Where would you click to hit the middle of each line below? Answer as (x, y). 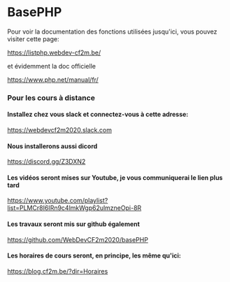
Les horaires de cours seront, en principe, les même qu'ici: (94, 255)
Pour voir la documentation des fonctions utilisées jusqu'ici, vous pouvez (113, 31)
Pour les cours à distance (51, 97)
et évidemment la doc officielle (52, 66)
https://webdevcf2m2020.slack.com (59, 130)
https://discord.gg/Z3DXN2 (46, 162)
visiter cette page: (33, 38)
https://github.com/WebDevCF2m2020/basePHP (78, 239)
